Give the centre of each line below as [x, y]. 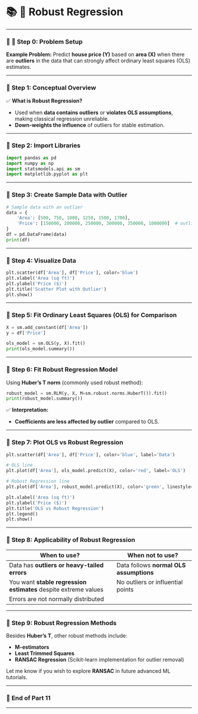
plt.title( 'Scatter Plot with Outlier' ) [57, 289]
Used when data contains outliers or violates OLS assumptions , [94, 112]
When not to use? [153, 555]
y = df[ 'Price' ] [26, 333]
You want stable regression [48, 582]
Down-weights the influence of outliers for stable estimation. [90, 125]
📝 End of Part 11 [29, 698]
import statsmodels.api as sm [43, 169]
